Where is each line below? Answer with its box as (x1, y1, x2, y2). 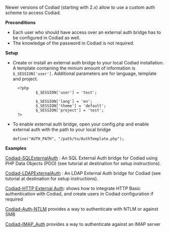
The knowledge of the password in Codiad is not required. (12, 40, 134, 46)
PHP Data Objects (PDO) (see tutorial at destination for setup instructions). (5, 161, 161, 166)
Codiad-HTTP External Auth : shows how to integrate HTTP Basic (5, 185, 141, 191)
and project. (12, 76, 38, 82)
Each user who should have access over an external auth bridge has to (12, 29, 161, 35)
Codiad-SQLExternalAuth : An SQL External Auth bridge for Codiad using (5, 155, 158, 161)
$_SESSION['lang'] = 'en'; (35, 99, 93, 104)
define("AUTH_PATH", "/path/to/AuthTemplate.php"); (12, 136, 124, 141)
